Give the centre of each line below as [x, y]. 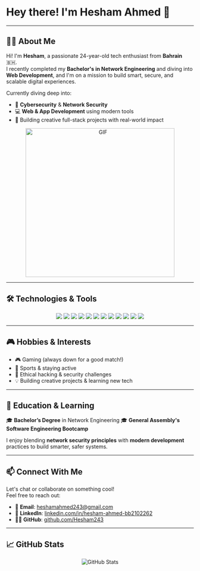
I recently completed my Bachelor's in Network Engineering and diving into [99, 68]
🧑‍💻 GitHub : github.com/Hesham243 [59, 519]
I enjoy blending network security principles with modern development [95, 441]
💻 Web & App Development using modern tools [74, 111]
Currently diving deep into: [39, 93]
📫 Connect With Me [45, 472]
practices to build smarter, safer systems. [57, 447]
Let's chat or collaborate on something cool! [60, 489]
